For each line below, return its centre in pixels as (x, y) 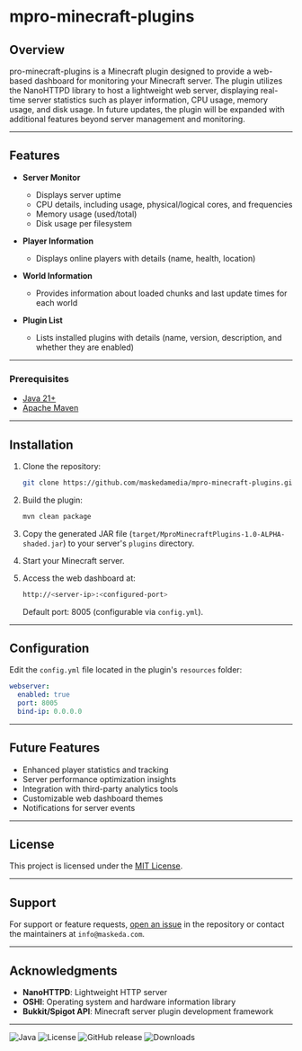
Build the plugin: (53, 500)
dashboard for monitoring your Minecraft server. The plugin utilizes (159, 81)
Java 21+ (39, 398)
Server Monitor (51, 177)
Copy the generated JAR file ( (77, 533)
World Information (57, 275)
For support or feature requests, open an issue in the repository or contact (147, 924)
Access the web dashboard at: (79, 578)
